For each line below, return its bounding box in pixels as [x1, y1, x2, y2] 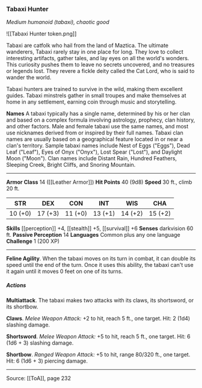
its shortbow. [6, 303, 38, 310]
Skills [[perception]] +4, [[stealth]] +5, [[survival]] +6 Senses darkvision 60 [6, 225, 194, 232]
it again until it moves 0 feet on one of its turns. [6, 268, 123, 275]
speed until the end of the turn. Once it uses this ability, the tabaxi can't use [6, 261, 194, 269]
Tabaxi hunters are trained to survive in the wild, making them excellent [6, 86, 183, 93]
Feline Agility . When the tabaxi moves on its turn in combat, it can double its [6, 255, 196, 262]
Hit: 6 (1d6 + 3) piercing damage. [6, 357, 88, 365]
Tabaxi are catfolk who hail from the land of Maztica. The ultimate [6, 42, 169, 49]
